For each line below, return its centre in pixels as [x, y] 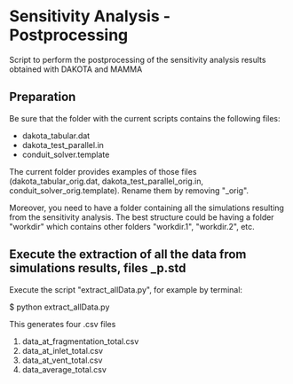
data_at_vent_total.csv [62, 360]
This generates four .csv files [63, 324]
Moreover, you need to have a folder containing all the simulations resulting [146, 208]
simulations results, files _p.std [98, 268]
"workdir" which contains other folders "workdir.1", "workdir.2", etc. [132, 226]
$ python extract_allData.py [59, 307]
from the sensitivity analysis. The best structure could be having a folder [142, 217]
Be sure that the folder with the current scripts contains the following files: [145, 118]
